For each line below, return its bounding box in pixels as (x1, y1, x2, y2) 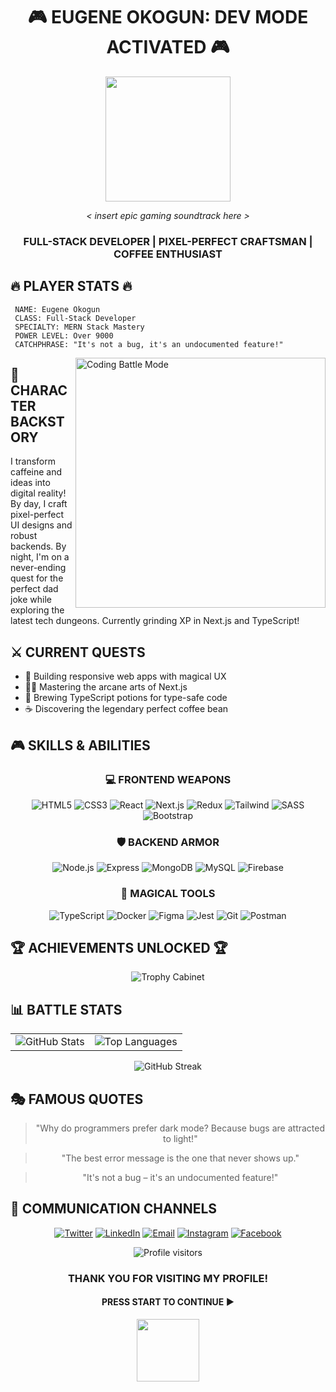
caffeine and (10, 466, 63, 478)
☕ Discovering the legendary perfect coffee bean (24, 703, 229, 715)
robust (10, 530, 38, 542)
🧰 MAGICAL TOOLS (120, 887, 216, 901)
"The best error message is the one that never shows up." (61, 1152, 300, 1164)
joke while (10, 594, 52, 606)
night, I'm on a (10, 551, 70, 563)
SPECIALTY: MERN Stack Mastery (14, 322, 145, 332)
